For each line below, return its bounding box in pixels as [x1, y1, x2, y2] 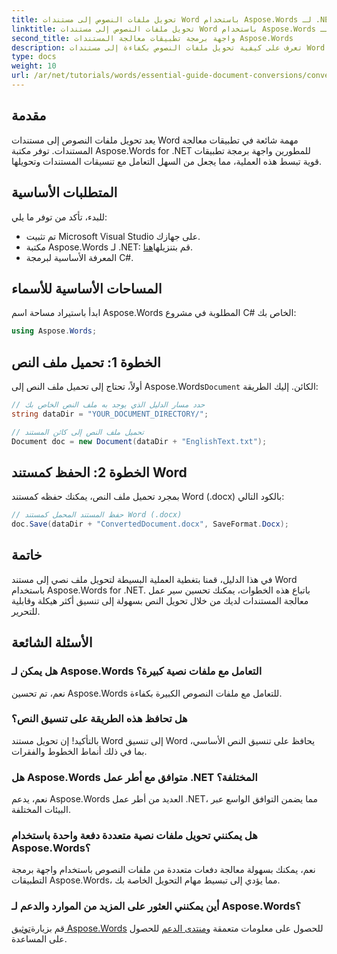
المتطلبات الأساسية [11, 184, 118, 201]
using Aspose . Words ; [11, 326, 98, 336]
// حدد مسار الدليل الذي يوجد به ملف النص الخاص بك [11, 400, 206, 410]
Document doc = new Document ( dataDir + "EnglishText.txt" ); [11, 436, 268, 446]
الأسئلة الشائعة [11, 634, 93, 651]
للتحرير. [11, 605, 41, 617]
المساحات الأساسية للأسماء [11, 280, 163, 297]
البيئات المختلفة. [11, 804, 71, 816]
